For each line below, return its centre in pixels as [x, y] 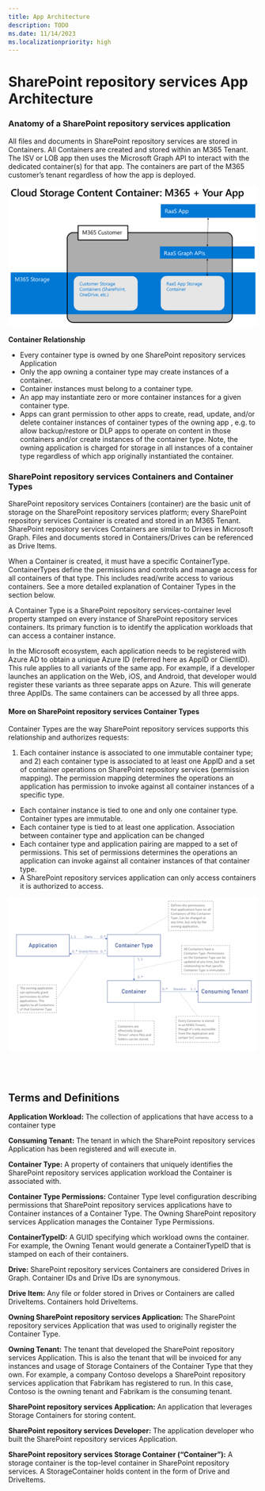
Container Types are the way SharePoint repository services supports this [129, 729]
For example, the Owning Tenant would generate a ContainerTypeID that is [130, 1246]
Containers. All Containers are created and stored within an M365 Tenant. [128, 149]
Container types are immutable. [71, 819]
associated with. [35, 1182]
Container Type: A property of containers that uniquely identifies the [121, 1164]
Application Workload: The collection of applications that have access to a [131, 1117]
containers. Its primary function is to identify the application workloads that [131, 628]
